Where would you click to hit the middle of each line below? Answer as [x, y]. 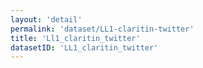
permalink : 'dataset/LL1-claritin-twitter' [102, 29]
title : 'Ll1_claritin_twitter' [75, 38]
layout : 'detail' [46, 19]
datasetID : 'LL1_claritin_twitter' [84, 47]
